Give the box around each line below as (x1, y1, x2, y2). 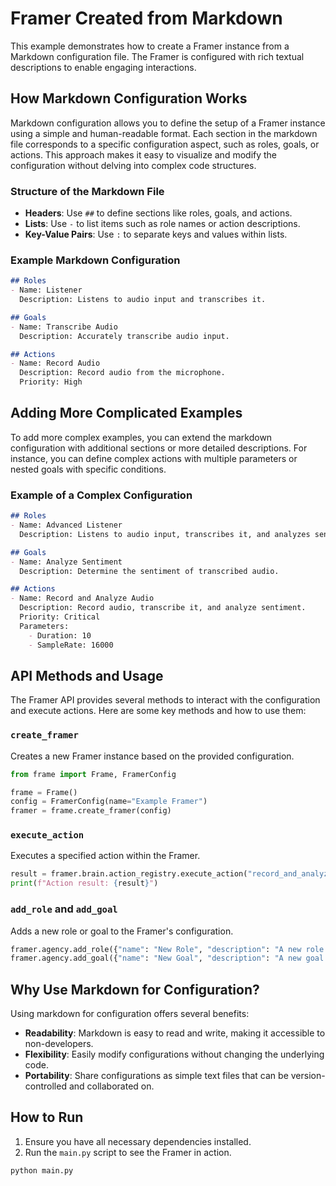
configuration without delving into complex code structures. (10, 159, 257, 171)
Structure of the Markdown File (10, 184, 165, 198)
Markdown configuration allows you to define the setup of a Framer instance (10, 117, 326, 129)
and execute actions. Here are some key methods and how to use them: (10, 705, 307, 717)
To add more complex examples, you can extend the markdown (10, 431, 273, 443)
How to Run (10, 1109, 84, 1126)
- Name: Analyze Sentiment (10, 557, 123, 567)
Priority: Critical (19, 612, 101, 622)
